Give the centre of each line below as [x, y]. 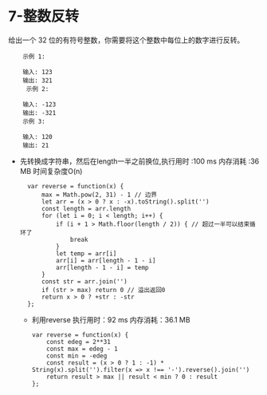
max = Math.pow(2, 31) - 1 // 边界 [99, 195]
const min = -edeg [77, 356]
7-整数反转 [44, 16]
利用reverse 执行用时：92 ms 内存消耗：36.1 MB [111, 319]
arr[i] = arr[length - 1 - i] [106, 260]
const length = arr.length [86, 208]
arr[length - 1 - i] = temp [102, 267]
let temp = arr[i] [86, 253]
